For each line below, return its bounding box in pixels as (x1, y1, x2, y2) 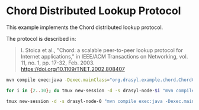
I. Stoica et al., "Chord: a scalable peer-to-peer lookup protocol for (20, 46, 184, 54)
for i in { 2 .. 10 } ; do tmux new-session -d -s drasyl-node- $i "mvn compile (6, 88, 195, 93)
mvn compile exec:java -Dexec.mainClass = (6, 77, 110, 83)
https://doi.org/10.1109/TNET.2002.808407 (20, 65, 126, 72)
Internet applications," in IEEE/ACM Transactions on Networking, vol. (20, 53, 188, 60)
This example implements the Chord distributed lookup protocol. (6, 24, 163, 31)
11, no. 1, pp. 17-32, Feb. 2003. (20, 59, 95, 66)
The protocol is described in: (6, 35, 76, 42)
